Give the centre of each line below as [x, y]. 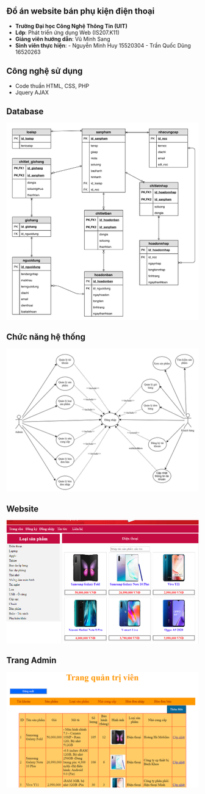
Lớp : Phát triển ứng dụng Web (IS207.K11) [67, 32]
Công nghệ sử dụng [45, 71]
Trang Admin [31, 661]
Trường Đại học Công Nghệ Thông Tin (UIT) [71, 26]
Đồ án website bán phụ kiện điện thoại [81, 11]
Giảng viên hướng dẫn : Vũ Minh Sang [63, 39]
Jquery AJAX [32, 92]
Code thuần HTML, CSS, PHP [52, 85]
